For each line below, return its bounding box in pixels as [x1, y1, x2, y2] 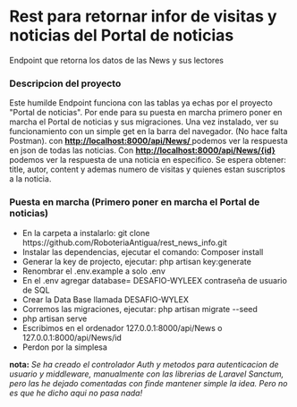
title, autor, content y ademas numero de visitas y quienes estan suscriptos [9, 164, 286, 175]
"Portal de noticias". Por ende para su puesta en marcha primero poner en [9, 107, 283, 118]
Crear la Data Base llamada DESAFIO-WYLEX [21, 293, 190, 305]
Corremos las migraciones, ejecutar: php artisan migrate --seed [21, 303, 258, 314]
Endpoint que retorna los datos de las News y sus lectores [9, 55, 224, 65]
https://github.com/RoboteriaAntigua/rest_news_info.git [21, 237, 228, 248]
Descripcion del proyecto [9, 77, 122, 89]
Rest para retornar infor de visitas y [9, 6, 277, 27]
